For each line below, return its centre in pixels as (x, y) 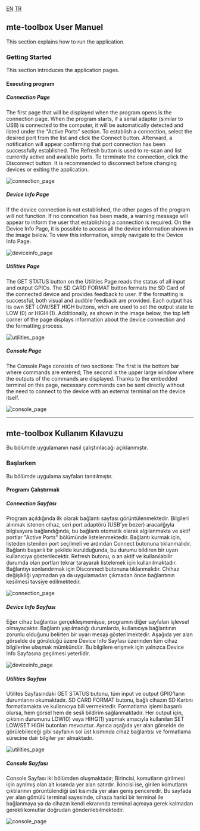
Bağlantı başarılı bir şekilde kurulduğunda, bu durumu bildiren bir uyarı (92, 550)
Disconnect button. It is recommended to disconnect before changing (92, 163)
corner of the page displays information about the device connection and (96, 319)
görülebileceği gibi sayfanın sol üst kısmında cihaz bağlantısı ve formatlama (99, 732)
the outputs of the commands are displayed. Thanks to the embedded (92, 378)
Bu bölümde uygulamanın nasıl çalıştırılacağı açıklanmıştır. (77, 448)
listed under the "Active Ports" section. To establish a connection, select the (99, 131)
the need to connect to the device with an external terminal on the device (96, 391)
